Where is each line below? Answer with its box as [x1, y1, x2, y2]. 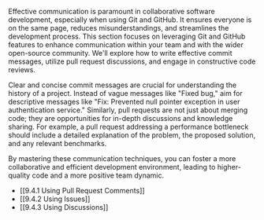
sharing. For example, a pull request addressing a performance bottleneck [8, 122, 249, 131]
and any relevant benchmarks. [8, 139, 107, 148]
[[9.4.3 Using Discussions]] [19, 203, 109, 211]
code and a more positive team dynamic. [32, 170, 164, 180]
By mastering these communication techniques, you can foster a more [8, 154, 236, 163]
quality [8, 170, 31, 180]
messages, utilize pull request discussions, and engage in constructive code [8, 57, 256, 66]
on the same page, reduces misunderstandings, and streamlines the [8, 24, 229, 32]
